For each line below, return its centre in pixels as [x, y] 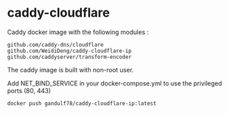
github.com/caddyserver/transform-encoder [69, 57]
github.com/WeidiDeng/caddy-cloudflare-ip [69, 51]
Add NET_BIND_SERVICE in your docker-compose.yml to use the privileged [114, 83]
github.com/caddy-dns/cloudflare [56, 44]
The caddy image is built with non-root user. [70, 70]
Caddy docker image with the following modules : [78, 32]
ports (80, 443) [29, 90]
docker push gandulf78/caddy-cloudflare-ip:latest [82, 103]
